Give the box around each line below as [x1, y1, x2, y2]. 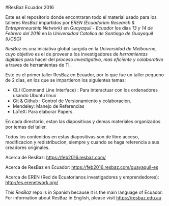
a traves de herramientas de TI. [5, 62, 71, 68]
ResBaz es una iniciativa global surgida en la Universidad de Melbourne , [5, 46, 157, 51]
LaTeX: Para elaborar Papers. [12, 109, 74, 114]
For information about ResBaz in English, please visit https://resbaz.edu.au [5, 195, 162, 200]
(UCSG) [5, 36, 22, 42]
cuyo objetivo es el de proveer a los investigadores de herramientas [5, 51, 148, 57]
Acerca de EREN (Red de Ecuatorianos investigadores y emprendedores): [5, 174, 159, 180]
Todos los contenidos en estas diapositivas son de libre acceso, [5, 134, 139, 139]
